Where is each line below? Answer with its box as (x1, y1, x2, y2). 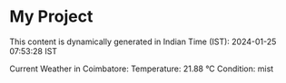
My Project (9, 6, 94, 27)
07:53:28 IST (9, 45, 57, 56)
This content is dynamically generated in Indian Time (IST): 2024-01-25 (9, 36, 277, 47)
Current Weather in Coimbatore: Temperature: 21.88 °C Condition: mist (9, 63, 274, 74)
